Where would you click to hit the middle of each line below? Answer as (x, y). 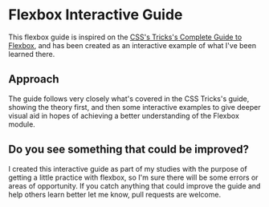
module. (22, 124)
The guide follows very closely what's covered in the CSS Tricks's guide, (129, 99)
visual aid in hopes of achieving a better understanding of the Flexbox (124, 116)
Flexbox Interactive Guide (96, 15)
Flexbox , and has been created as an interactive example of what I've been (132, 45)
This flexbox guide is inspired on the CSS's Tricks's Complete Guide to (125, 37)
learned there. (32, 54)
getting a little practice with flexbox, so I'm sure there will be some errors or (133, 177)
